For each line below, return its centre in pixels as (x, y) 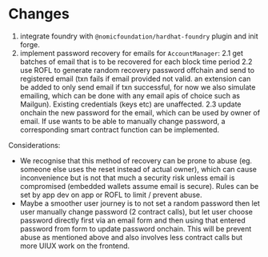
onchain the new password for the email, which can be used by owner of (140, 112)
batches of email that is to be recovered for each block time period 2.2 (136, 62)
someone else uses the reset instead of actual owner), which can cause (138, 169)
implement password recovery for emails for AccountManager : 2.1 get (132, 53)
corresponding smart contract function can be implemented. (120, 130)
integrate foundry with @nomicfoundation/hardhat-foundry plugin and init (139, 36)
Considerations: (34, 145)
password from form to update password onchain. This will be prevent (136, 228)
